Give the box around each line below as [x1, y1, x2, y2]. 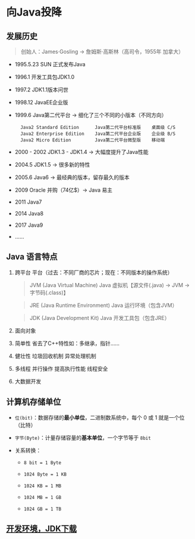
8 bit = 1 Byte [23, 460, 61, 466]
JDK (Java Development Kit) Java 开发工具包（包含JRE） [29, 314, 171, 321]
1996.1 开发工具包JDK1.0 [14, 73, 75, 81]
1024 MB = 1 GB [23, 494, 61, 500]
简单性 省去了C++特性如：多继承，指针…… [14, 340, 120, 347]
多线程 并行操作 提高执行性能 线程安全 [14, 365, 108, 372]
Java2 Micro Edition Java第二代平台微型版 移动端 [20, 137, 165, 143]
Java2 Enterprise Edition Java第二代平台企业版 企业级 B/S [20, 131, 176, 137]
